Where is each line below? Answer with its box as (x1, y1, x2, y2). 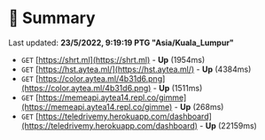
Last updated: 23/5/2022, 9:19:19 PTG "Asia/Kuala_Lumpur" (8, 37, 234, 48)
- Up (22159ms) (199, 120, 258, 131)
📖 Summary (8, 8, 96, 28)
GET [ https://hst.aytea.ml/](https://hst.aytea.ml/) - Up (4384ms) (20, 64, 252, 74)
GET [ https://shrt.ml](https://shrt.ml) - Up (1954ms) (20, 54, 206, 65)
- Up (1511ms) (152, 82, 203, 93)
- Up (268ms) (174, 101, 224, 112)
